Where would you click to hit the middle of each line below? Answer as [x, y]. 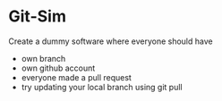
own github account [58, 68]
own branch [43, 58]
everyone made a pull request [76, 77]
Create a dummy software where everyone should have [111, 41]
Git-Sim [37, 17]
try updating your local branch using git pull [102, 87]
